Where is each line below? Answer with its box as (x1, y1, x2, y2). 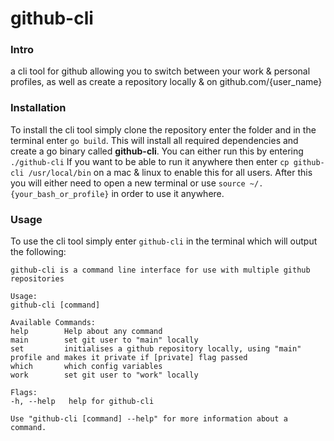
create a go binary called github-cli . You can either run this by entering (10, 145, 304, 157)
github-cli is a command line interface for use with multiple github (10, 265, 311, 276)
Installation (10, 101, 67, 115)
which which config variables (10, 362, 163, 372)
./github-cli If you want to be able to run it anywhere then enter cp (10, 155, 290, 167)
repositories (10, 274, 65, 284)
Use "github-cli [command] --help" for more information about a (10, 414, 288, 424)
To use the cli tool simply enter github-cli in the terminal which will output (10, 235, 318, 247)
